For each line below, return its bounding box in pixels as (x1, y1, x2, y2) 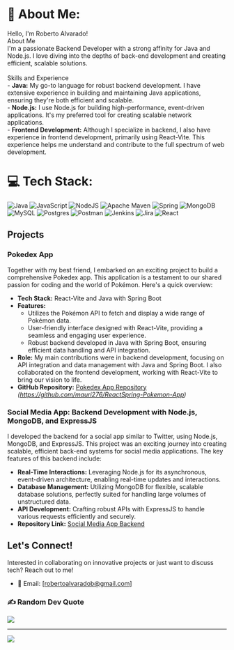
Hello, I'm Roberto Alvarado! (7, 29, 88, 38)
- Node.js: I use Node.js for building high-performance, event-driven (7, 103, 205, 111)
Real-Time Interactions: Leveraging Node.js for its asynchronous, (17, 467, 207, 476)
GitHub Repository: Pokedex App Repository (17, 382, 147, 391)
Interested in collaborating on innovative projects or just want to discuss (7, 558, 214, 566)
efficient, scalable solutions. (7, 59, 88, 67)
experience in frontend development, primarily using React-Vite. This (7, 132, 205, 141)
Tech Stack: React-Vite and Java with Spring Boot (17, 294, 162, 302)
